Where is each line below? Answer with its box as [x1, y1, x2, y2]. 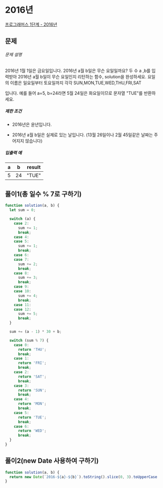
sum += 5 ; [17, 311, 38, 316]
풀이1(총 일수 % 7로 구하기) [5, 190, 82, 198]
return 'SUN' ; [17, 388, 47, 393]
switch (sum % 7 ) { [9, 338, 49, 343]
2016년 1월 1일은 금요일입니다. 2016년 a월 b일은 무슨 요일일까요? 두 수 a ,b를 [5, 68, 151, 73]
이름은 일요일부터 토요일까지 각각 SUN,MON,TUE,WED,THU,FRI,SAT [10, 80, 142, 86]
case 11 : [14, 302, 32, 307]
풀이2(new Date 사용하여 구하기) [5, 457, 99, 465]
